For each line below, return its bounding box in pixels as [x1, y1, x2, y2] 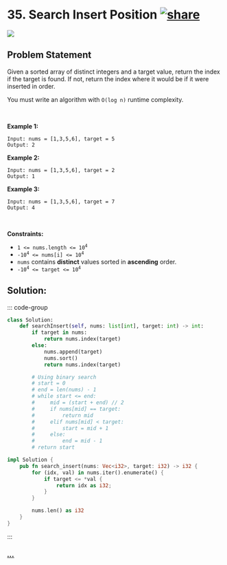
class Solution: [7, 317, 53, 323]
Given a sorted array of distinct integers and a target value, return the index [7, 67, 221, 76]
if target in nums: [32, 329, 88, 337]
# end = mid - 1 [32, 438, 103, 445]
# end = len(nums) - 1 [32, 386, 97, 394]
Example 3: [7, 184, 40, 193]
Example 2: [7, 153, 40, 162]
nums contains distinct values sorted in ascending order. [16, 257, 177, 266]
